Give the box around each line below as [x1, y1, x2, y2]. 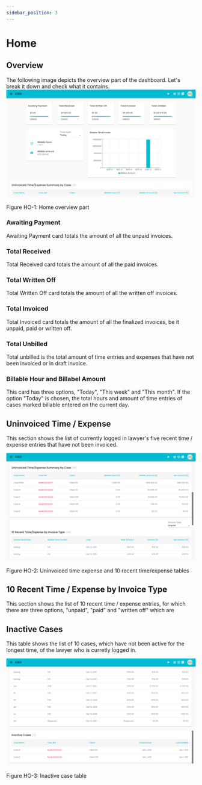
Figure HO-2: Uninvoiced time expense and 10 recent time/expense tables [6, 566, 189, 574]
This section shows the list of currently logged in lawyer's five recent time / [6, 435, 193, 442]
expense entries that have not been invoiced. [6, 441, 118, 448]
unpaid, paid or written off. [6, 324, 72, 332]
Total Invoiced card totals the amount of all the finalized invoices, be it [6, 318, 179, 325]
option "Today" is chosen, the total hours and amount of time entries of [6, 395, 183, 402]
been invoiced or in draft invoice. [6, 360, 88, 367]
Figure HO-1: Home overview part [6, 203, 90, 211]
